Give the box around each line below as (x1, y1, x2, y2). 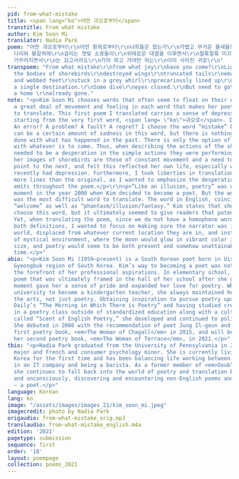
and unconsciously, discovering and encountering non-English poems (14, 375, 221, 382)
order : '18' (7, 448, 43, 455)
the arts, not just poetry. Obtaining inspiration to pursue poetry (14, 295, 221, 303)
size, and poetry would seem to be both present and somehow (14, 242, 199, 249)
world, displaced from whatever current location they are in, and (14, 229, 218, 236)
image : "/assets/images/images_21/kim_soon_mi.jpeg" (7, 401, 167, 408)
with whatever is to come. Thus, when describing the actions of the (14, 143, 224, 150)
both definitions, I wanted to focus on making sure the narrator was (14, 222, 228, 230)
